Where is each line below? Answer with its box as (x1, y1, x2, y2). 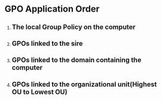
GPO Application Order (4, 3, 100, 15)
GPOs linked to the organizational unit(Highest (11, 80, 157, 88)
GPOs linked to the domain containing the (11, 56, 142, 64)
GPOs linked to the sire (11, 39, 83, 47)
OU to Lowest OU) (11, 88, 68, 96)
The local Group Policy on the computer (11, 23, 136, 31)
